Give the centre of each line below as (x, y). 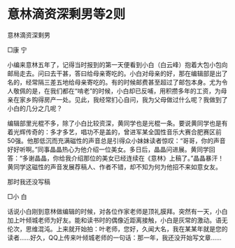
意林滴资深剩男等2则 (66, 14)
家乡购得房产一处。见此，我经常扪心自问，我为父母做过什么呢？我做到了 (123, 99)
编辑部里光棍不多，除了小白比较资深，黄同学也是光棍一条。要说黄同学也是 (114, 123)
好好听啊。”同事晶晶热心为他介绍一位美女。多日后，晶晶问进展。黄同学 (108, 149)
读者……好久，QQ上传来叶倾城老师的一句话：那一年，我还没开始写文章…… (114, 238)
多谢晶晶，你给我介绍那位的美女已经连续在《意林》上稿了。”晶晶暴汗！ (123, 158)
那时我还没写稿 (29, 182)
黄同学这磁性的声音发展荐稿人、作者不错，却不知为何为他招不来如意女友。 (114, 167)
